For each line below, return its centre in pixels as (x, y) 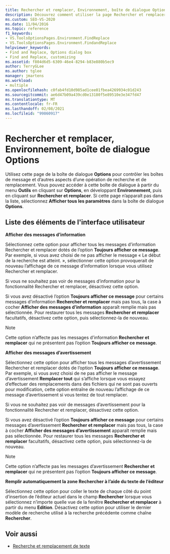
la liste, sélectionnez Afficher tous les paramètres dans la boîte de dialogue (85, 201)
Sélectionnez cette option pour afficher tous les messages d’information (80, 244)
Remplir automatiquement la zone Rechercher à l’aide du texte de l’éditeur (84, 481)
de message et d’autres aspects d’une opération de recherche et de (76, 179)
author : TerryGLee (25, 66)
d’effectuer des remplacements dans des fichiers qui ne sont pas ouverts (81, 384)
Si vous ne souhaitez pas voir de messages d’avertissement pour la (75, 404)
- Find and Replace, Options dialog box (49, 52)
